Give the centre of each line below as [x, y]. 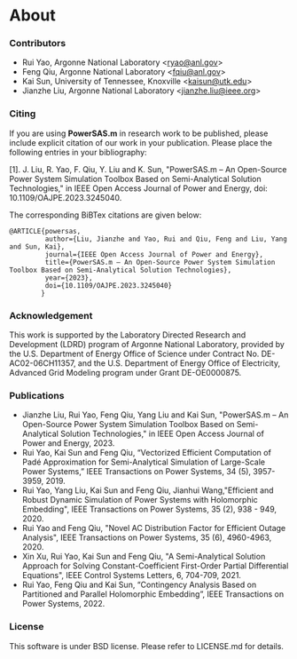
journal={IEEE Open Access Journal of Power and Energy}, [154, 254]
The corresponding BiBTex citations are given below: [106, 215]
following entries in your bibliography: [78, 152]
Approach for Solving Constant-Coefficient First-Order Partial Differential [155, 566]
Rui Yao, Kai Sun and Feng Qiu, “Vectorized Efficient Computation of [147, 453]
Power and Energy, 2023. [68, 443]
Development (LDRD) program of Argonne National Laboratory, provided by [147, 345]
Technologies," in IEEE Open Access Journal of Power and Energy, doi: [138, 188]
